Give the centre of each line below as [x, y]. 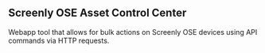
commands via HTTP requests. [59, 40]
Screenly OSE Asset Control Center [97, 13]
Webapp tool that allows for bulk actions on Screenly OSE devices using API [133, 32]
